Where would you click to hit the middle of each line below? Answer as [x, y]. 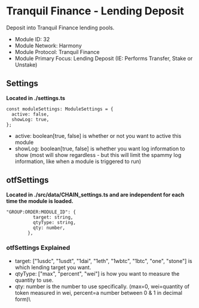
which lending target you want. [53, 267]
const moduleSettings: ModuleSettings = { [60, 109]
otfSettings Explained [38, 248]
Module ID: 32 [32, 39]
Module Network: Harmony [48, 46]
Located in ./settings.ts [36, 98]
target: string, [53, 217]
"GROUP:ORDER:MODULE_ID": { [41, 212]
